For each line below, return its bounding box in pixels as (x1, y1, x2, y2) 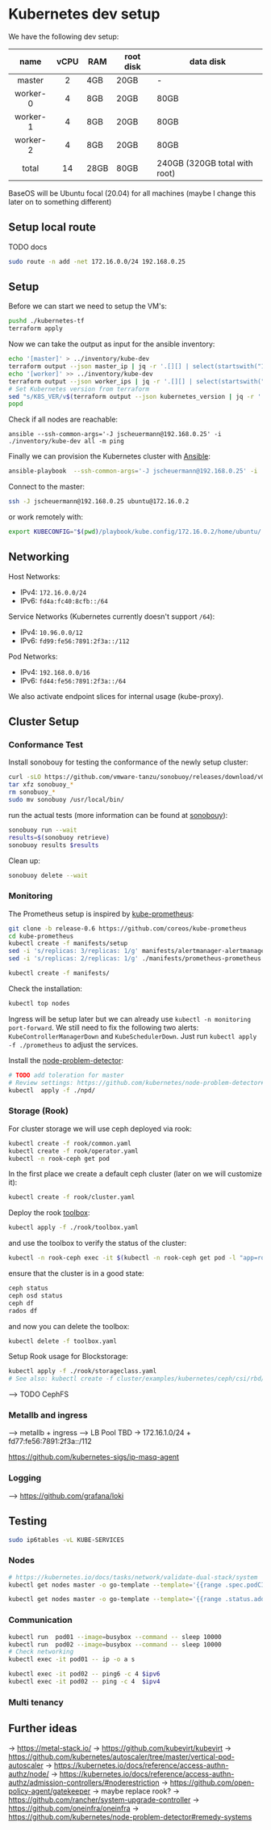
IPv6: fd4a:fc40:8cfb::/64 (19, 595, 109, 605)
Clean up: (8, 855, 40, 866)
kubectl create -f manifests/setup (8, 939, 128, 947)
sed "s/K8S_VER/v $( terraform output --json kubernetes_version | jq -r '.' (8, 392, 269, 400)
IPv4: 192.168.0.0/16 (19, 667, 90, 676)
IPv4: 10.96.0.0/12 (19, 627, 83, 637)
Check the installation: (8, 984, 83, 993)
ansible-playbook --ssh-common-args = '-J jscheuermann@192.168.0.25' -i (8, 467, 258, 476)
